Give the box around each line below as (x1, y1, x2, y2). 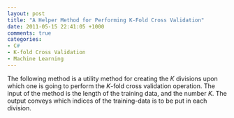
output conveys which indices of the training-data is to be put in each (7, 96, 207, 105)
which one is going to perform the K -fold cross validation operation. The (7, 81, 215, 90)
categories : (7, 36, 42, 43)
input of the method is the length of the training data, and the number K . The (7, 89, 227, 97)
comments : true (7, 29, 52, 37)
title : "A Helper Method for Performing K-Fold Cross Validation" (7, 17, 205, 24)
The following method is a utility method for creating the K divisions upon (7, 74, 218, 83)
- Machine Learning (7, 56, 64, 62)
